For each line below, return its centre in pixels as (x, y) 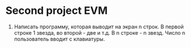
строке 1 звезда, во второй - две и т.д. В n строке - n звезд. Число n (100, 32)
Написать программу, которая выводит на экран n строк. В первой (99, 27)
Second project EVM (57, 11)
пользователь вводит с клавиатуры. (59, 39)
